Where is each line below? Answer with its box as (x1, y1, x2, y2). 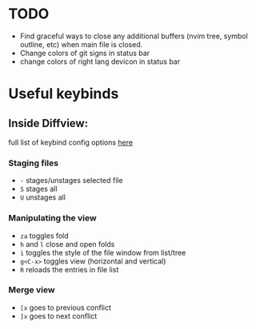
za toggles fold (19, 231, 70, 240)
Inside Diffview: (8, 117, 89, 130)
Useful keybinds (8, 85, 119, 103)
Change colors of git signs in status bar (19, 48, 150, 57)
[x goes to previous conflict (19, 303, 112, 312)
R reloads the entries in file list (19, 264, 119, 274)
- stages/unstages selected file (19, 176, 123, 185)
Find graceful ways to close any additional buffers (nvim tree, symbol (19, 31, 248, 41)
